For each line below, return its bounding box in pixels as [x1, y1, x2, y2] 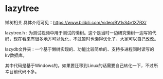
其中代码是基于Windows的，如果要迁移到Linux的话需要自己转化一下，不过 [5, 63, 154, 68]
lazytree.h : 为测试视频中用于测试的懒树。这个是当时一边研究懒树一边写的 [5, 30, 152, 35]
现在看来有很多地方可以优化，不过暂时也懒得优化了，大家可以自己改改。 [13, 36, 159, 42]
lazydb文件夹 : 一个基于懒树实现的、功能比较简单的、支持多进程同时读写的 [5, 46, 154, 52]
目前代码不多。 [9, 68, 39, 74]
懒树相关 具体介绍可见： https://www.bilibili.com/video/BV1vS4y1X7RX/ [5, 19, 147, 25]
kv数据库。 [5, 52, 27, 58]
